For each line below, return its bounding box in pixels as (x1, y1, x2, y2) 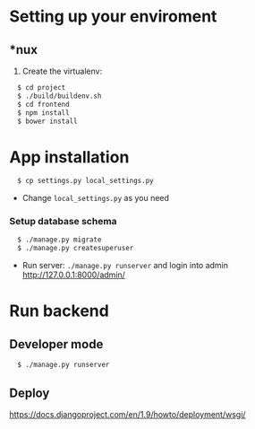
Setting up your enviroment (9, 6, 217, 27)
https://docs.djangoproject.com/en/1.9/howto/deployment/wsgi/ (9, 408, 246, 419)
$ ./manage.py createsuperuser (17, 244, 134, 253)
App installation (9, 146, 130, 167)
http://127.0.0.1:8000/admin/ (21, 269, 125, 280)
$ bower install (17, 117, 78, 126)
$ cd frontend (17, 100, 70, 109)
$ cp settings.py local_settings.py (17, 177, 154, 186)
